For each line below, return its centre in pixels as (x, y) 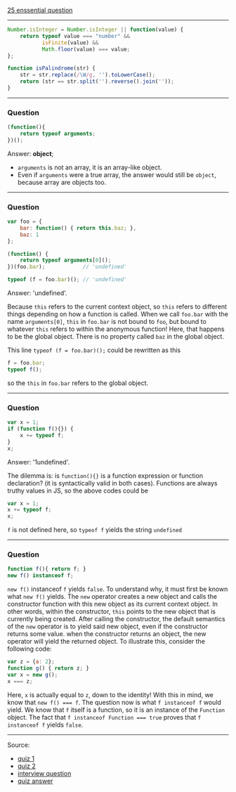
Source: (19, 745)
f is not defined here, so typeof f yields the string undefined (95, 530)
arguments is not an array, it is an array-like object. (90, 167)
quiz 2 (27, 766)
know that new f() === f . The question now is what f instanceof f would (114, 702)
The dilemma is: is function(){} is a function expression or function (105, 475)
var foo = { (25, 222)
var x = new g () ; (33, 675)
